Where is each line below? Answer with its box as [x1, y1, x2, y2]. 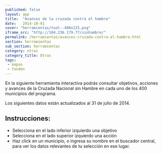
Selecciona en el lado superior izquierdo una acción [12, 132, 117, 138]
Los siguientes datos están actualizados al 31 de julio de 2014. [5, 100, 131, 106]
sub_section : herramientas [5, 44, 60, 49]
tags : [5, 58, 16, 62]
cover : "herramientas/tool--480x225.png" [5, 26, 91, 31]
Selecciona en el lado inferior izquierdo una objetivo [12, 127, 117, 133]
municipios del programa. [5, 91, 57, 96]
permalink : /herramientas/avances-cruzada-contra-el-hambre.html [5, 35, 141, 40]
